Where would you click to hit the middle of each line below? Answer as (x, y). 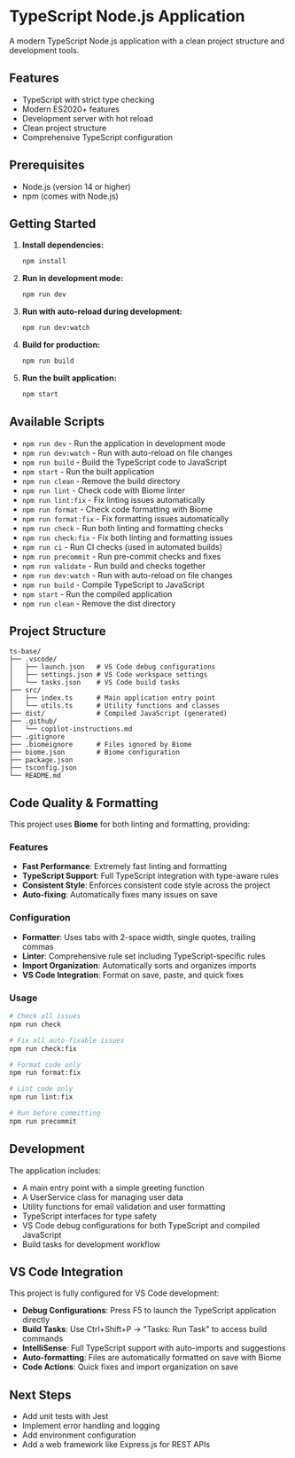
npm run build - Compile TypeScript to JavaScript (113, 584)
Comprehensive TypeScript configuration (97, 137)
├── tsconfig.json (43, 768)
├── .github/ (33, 721)
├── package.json (41, 760)
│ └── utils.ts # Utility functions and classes (114, 706)
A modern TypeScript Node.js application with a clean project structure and (147, 41)
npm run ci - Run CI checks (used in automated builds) (122, 546)
